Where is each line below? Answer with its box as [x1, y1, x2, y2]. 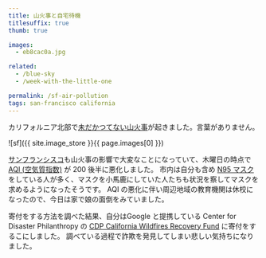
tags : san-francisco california [8, 99, 115, 107]
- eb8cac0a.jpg [15, 49, 66, 57]
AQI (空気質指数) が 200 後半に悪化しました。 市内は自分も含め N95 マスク [8, 164, 255, 174]
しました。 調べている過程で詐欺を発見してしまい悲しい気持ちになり [29, 231, 254, 240]
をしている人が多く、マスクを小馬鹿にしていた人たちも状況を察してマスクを [8, 174, 259, 184]
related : [8, 63, 37, 71]
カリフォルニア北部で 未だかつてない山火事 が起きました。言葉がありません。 [8, 122, 260, 131]
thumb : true [8, 26, 48, 34]
